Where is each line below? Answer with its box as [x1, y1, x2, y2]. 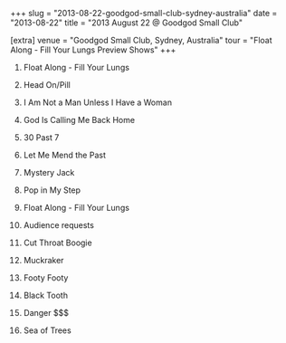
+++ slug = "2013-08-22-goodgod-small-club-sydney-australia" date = [10, 8, 278, 18]
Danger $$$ [23, 308, 69, 318]
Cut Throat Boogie [23, 237, 93, 248]
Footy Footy [23, 272, 69, 283]
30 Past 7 [23, 132, 60, 143]
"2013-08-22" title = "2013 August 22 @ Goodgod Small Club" [10, 17, 243, 28]
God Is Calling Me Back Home [23, 115, 135, 125]
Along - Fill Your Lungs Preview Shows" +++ [10, 44, 176, 55]
